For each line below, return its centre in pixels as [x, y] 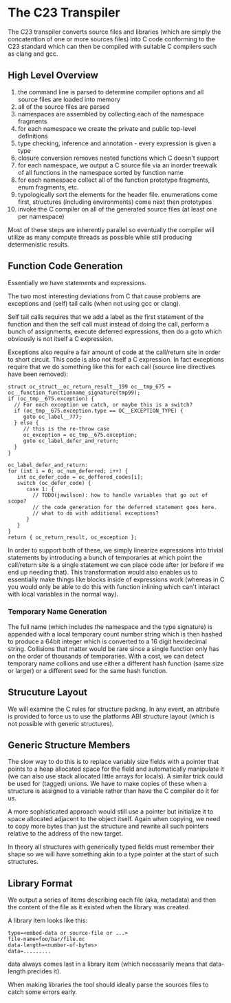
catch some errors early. [43, 992]
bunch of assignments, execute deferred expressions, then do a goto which [115, 331]
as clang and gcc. [33, 54]
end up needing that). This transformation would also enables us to [103, 572]
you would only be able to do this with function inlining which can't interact [114, 586]
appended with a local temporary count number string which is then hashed [115, 634]
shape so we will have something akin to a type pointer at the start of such [113, 854]
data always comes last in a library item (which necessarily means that [108, 964]
